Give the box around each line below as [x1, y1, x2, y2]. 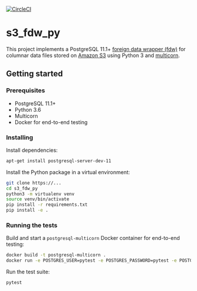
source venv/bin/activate [6, 196, 69, 202]
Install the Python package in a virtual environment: [6, 168, 130, 176]
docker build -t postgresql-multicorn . [6, 252, 107, 258]
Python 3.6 [14, 106, 41, 113]
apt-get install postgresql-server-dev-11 [6, 158, 111, 164]
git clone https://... [6, 180, 62, 186]
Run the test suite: [6, 268, 50, 276]
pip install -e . [6, 208, 49, 213]
